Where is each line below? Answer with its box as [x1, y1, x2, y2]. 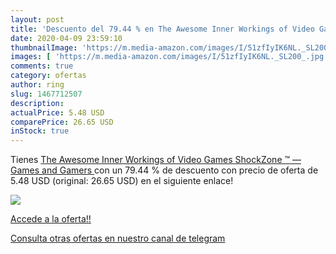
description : [10, 98, 65, 108]
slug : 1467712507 [10, 89, 83, 99]
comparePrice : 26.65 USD [10, 117, 114, 127]
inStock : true [10, 126, 70, 136]
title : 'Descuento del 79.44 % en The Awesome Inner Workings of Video [10, 24, 315, 34]
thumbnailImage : [10, 42, 78, 53]
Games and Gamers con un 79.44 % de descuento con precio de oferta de [10, 164, 319, 176]
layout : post [10, 14, 65, 25]
